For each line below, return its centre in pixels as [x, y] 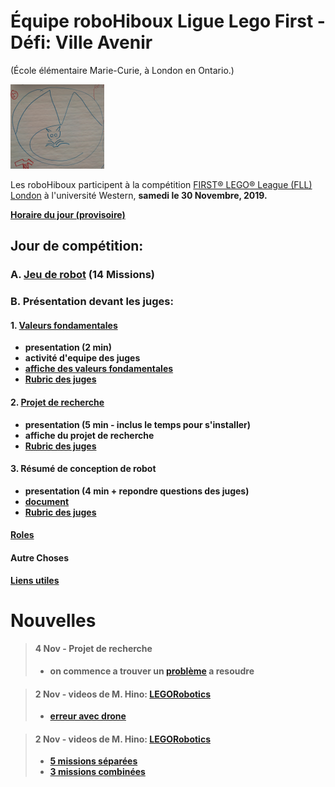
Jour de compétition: [77, 246]
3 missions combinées [97, 772]
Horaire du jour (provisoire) [68, 214]
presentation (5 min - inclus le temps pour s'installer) [137, 424]
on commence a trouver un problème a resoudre [152, 671]
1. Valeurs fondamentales [64, 325]
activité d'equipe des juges [82, 358]
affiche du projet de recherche [89, 435]
